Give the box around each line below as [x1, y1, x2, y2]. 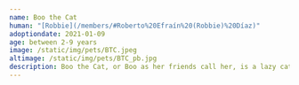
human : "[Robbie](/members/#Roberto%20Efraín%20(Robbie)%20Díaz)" [9, 21, 261, 30]
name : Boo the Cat [9, 12, 77, 22]
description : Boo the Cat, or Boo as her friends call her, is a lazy [9, 63, 277, 72]
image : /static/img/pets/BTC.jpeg [9, 46, 138, 55]
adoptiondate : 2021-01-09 [9, 29, 105, 38]
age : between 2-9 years [9, 37, 98, 47]
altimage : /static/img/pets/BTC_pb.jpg [9, 54, 158, 63]
